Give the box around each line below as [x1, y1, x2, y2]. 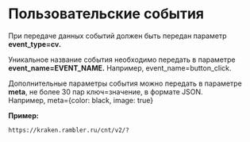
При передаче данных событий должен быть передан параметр [8, 31, 227, 40]
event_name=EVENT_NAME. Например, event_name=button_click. [8, 63, 232, 72]
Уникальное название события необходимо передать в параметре [8, 55, 236, 64]
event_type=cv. [8, 39, 62, 48]
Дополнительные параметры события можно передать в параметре [8, 79, 242, 88]
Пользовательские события [8, 5, 205, 23]
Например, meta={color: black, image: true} [8, 95, 154, 105]
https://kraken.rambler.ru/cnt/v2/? [8, 126, 129, 134]
